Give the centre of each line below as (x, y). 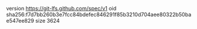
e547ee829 (20, 21)
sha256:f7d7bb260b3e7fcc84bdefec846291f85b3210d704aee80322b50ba (99, 14)
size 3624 (47, 21)
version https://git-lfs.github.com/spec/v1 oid (61, 8)
